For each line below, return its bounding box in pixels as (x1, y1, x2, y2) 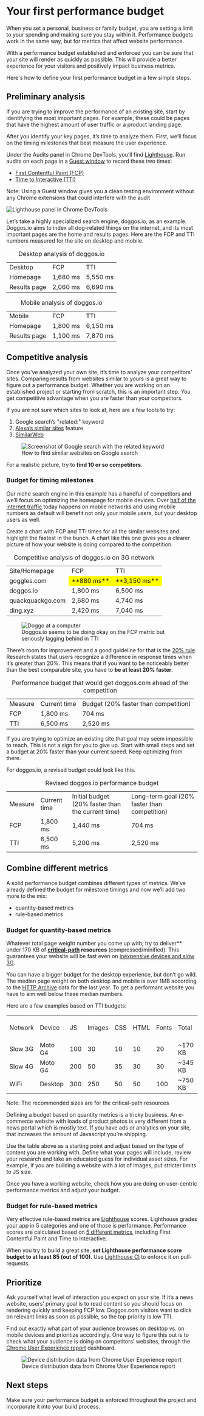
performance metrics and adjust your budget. (6, 1186, 120, 1194)
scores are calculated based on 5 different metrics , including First (6, 1228, 171, 1236)
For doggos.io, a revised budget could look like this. (6, 766, 136, 774)
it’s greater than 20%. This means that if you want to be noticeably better (6, 660, 189, 667)
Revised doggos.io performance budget (45, 778, 159, 787)
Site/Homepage (9, 566, 55, 575)
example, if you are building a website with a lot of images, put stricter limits (6, 1161, 196, 1169)
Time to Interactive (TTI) (15, 176, 76, 183)
